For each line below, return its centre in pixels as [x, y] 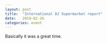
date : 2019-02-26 [25, 18]
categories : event [23, 23]
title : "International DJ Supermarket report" [54, 14]
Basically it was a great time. [33, 36]
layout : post [18, 9]
